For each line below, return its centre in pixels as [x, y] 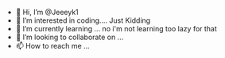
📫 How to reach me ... [52, 46]
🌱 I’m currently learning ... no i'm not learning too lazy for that [116, 29]
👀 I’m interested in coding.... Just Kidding [83, 20]
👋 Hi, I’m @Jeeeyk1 [47, 12]
